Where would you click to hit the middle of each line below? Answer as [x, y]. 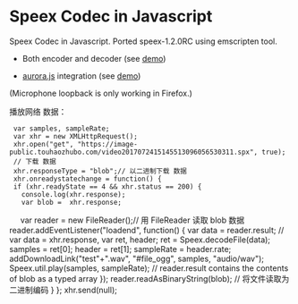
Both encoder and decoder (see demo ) [94, 58]
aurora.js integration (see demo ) [81, 76]
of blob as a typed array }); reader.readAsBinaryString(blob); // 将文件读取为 [149, 278]
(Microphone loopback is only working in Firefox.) [101, 93]
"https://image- [108, 144]
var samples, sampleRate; [61, 128]
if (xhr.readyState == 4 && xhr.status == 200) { [107, 186]
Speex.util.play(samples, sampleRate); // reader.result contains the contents [149, 268]
